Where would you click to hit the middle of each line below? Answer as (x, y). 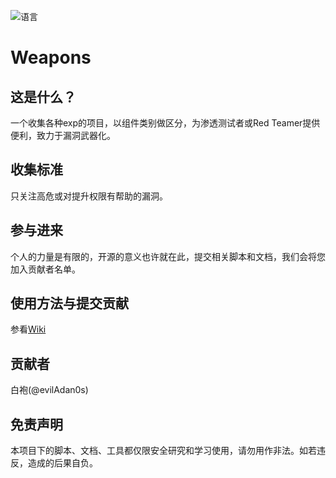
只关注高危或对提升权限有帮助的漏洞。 (89, 196)
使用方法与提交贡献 (69, 303)
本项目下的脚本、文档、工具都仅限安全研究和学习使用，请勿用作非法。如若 (163, 451)
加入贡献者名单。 (45, 269)
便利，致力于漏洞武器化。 (63, 135)
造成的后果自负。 (62, 463)
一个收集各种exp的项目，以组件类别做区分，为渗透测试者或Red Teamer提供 (165, 123)
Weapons (51, 57)
